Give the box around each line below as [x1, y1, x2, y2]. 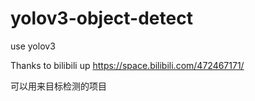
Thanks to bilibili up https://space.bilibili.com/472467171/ [10, 59, 245, 71]
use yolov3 [10, 40, 56, 52]
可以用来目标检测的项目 [10, 80, 107, 92]
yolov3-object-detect [10, 7, 193, 30]
